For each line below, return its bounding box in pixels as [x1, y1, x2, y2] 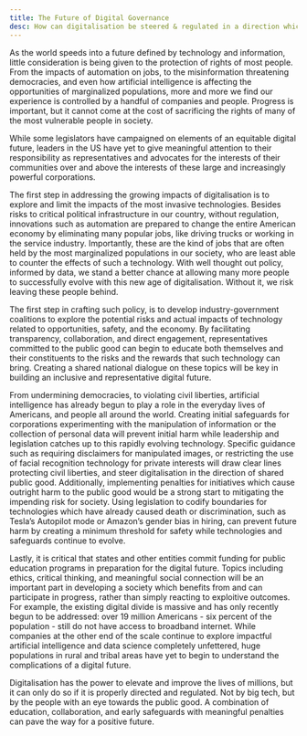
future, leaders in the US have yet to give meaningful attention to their [9, 142, 272, 153]
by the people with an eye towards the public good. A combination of [9, 696, 270, 708]
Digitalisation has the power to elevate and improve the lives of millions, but [9, 677, 294, 688]
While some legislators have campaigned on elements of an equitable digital [9, 132, 297, 143]
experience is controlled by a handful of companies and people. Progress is [9, 95, 294, 106]
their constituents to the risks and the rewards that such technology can [9, 352, 281, 363]
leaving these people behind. [9, 286, 119, 297]
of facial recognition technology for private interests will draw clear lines [9, 457, 281, 468]
